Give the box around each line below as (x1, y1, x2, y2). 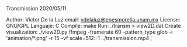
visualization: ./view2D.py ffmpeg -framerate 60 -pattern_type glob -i (6, 28, 173, 35)
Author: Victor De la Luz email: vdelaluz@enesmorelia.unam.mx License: (6, 16, 181, 23)
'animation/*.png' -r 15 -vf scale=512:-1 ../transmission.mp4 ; (6, 35, 153, 41)
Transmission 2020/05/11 (6, 5, 67, 12)
